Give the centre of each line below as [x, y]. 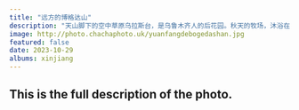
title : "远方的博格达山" [50, 17]
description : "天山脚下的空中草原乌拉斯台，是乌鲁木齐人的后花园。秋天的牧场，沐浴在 [150, 26]
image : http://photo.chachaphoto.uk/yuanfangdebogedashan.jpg [127, 34]
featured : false [39, 42]
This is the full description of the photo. [121, 94]
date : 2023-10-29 [41, 51]
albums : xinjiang [41, 59]
